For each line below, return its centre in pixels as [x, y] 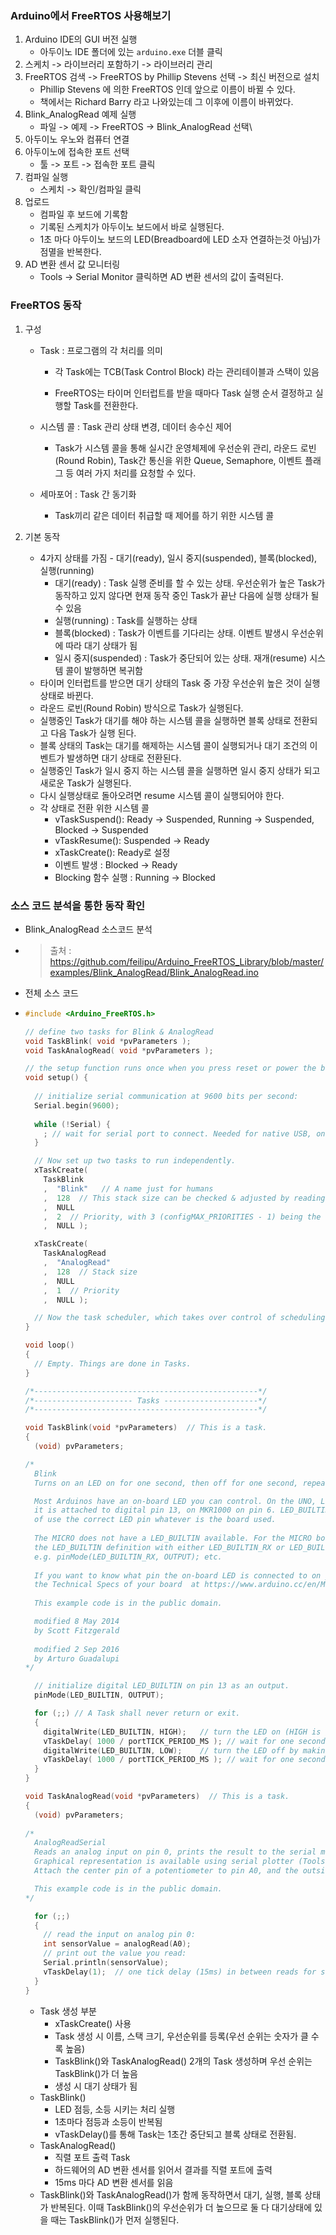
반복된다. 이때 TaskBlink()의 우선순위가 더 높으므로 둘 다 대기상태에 [181, 2207]
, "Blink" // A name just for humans [128, 1188]
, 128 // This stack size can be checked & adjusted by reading [184, 1198]
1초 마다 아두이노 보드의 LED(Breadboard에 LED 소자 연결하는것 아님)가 [180, 239]
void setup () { [56, 1078]
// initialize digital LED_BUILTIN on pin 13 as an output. [162, 1686]
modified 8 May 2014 [77, 1622]
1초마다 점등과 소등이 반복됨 [108, 2121]
